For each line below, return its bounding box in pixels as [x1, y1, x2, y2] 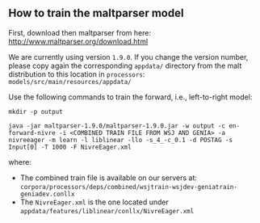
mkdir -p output [8, 107, 63, 116]
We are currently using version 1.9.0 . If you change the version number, [8, 52, 249, 61]
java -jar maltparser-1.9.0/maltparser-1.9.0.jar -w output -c [8, 121, 226, 130]
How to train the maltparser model [8, 6, 184, 20]
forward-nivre [8, 128, 57, 137]
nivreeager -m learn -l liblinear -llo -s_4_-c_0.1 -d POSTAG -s [8, 136, 233, 144]
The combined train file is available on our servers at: [19, 173, 198, 183]
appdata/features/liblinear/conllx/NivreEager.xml [19, 207, 195, 215]
